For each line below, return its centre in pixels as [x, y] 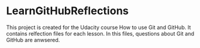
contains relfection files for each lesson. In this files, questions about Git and [100, 33]
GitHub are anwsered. [33, 40]
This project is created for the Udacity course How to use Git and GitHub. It [99, 27]
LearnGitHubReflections [67, 11]
